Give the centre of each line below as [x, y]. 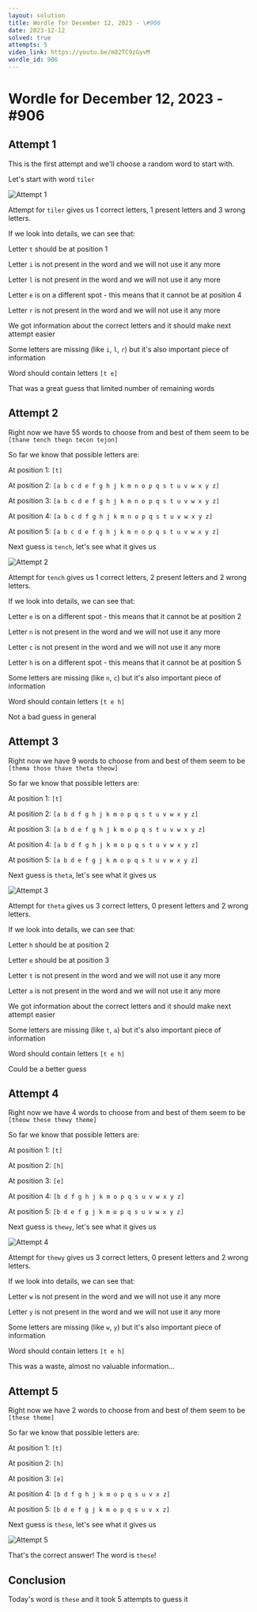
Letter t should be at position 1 [58, 248]
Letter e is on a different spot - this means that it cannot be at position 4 [125, 294]
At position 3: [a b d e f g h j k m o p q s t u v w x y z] [107, 829]
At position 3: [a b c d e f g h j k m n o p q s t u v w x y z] [114, 500]
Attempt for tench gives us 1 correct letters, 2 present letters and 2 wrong [128, 577]
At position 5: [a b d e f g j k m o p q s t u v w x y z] [104, 859]
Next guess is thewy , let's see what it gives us [82, 1227]
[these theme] [32, 1418]
